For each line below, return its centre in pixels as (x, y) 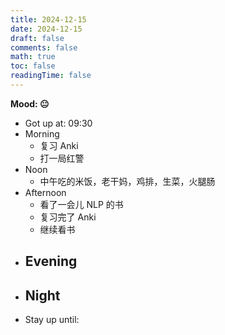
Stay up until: (52, 320)
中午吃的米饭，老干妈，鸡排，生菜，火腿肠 (127, 181)
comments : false (44, 47)
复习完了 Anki (68, 217)
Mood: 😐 (30, 103)
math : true (33, 57)
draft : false (37, 38)
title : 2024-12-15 (48, 19)
